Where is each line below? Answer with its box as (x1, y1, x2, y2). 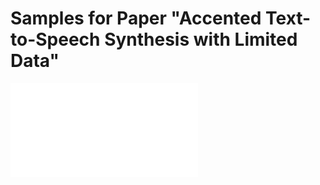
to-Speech (10, 28, 101, 51)
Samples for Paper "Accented (10, 7, 262, 30)
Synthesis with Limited (104, 28, 298, 51)
